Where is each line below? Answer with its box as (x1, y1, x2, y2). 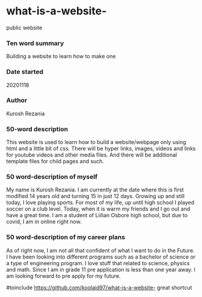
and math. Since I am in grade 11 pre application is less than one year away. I (6, 266, 196, 273)
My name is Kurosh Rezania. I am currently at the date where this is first (6, 186, 185, 193)
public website (6, 24, 43, 31)
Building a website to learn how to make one (6, 53, 116, 60)
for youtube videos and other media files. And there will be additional (6, 151, 177, 158)
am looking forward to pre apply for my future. (6, 272, 121, 280)
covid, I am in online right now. (6, 218, 82, 226)
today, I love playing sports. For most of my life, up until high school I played (6, 199, 194, 206)
